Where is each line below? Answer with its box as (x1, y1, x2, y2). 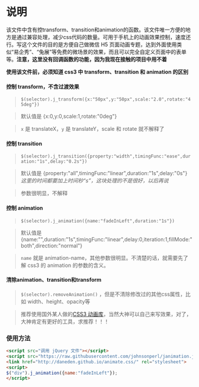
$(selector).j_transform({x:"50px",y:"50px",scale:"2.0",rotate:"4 (20, 96, 191, 102)
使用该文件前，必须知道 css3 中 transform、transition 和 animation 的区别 (6, 68, 188, 75)
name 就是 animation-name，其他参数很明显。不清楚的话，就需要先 (20, 254, 184, 261)
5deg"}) (20, 102, 40, 108)
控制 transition (6, 140, 43, 147)
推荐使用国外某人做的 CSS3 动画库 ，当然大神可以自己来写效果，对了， (20, 310, 192, 317)
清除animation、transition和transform (6, 276, 102, 283)
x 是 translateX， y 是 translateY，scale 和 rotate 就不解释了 (20, 125, 165, 133)
